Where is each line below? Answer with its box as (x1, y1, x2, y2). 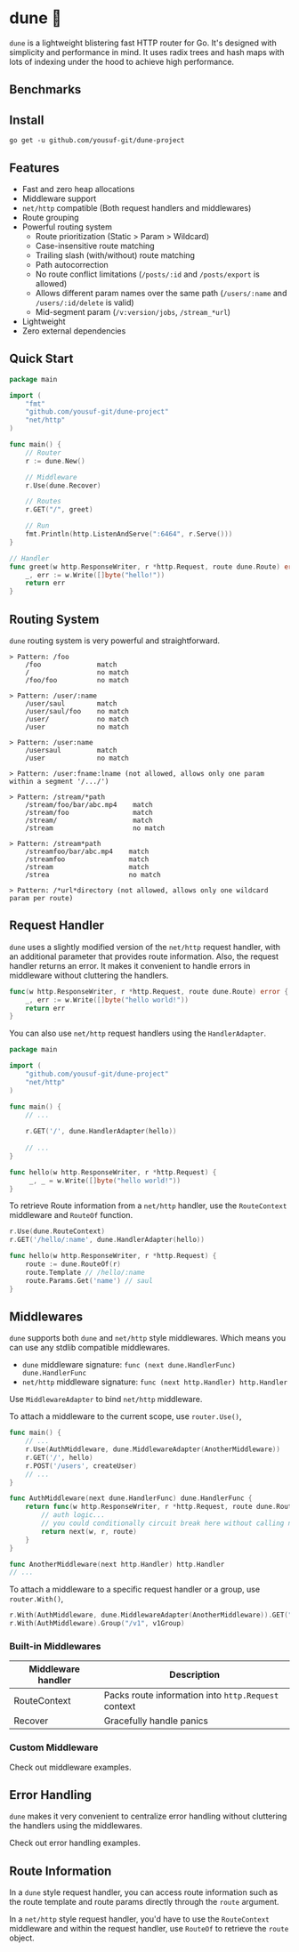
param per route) (9, 893, 74, 902)
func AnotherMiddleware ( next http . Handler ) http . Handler (9, 1560, 225, 1569)
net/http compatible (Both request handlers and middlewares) (21, 202, 252, 213)
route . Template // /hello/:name (25, 1268, 145, 1277)
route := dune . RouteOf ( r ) (25, 1260, 122, 1269)
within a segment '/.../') (9, 777, 109, 786)
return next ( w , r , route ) (41, 1527, 138, 1536)
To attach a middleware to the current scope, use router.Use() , (9, 1411, 242, 1422)
